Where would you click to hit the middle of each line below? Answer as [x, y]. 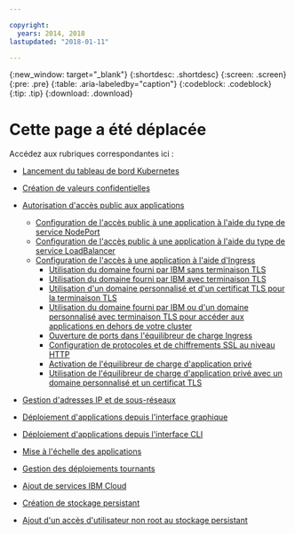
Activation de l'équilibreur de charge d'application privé [150, 364]
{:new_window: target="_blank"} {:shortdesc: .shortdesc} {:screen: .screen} [148, 75]
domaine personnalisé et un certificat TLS [125, 383]
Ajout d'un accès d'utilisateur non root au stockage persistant [135, 521]
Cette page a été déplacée [108, 129]
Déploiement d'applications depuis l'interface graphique [125, 417]
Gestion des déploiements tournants [88, 469]
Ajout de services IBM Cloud [74, 486]
